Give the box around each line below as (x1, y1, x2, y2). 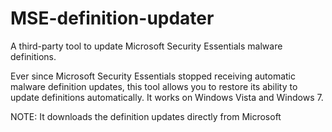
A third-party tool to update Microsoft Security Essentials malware (10, 40, 283, 52)
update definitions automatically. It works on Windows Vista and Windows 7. (10, 91, 324, 103)
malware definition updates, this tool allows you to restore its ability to (10, 80, 298, 92)
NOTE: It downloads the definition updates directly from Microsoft (10, 110, 282, 122)
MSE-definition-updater (10, 7, 215, 30)
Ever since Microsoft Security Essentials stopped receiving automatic (10, 70, 296, 82)
